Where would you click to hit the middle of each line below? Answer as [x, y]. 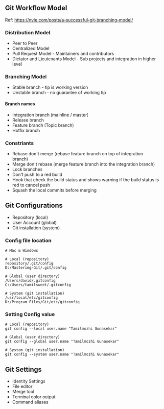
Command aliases [30, 402]
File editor [22, 386]
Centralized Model [31, 48]
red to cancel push [31, 185]
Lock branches [27, 169]
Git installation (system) [36, 228]
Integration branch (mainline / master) [50, 115]
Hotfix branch [26, 130]
